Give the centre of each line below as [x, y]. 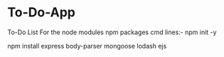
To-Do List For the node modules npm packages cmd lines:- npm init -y [112, 32]
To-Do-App [42, 12]
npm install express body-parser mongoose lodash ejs [87, 46]
